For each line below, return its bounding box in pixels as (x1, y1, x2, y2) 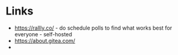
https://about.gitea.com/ (14, 37, 76, 44)
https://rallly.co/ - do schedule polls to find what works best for (14, 24, 173, 31)
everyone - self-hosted (14, 30, 73, 37)
